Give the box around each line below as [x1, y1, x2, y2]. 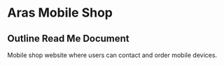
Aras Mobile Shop [7, 5, 113, 21]
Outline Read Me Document [7, 33, 129, 44]
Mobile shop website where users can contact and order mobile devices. [7, 51, 218, 59]
